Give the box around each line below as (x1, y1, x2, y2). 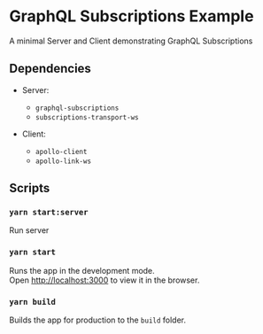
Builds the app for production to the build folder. (9, 315, 187, 325)
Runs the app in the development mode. (9, 265, 155, 276)
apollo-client (35, 147, 88, 156)
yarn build (9, 297, 56, 307)
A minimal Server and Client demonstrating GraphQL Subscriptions (9, 35, 253, 46)
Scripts (9, 181, 50, 196)
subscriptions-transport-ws (35, 113, 139, 121)
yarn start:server (9, 207, 89, 218)
